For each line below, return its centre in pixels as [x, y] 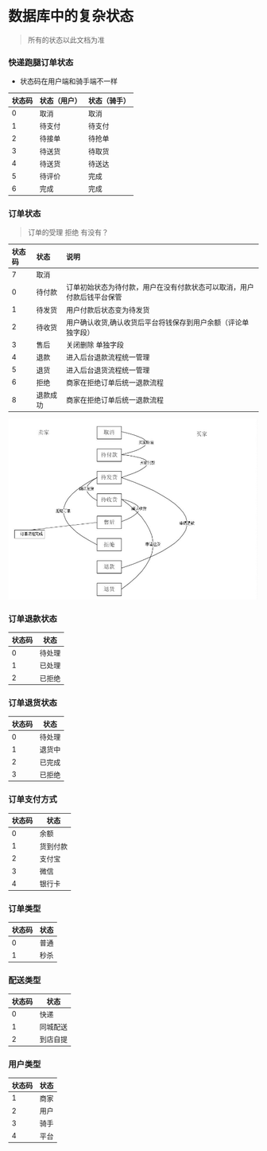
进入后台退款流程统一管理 [108, 357]
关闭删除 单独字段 [95, 345]
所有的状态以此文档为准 [66, 40]
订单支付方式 [33, 799]
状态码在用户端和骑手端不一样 [68, 81]
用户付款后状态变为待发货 [108, 309]
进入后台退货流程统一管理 [108, 370]
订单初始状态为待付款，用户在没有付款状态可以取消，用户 [160, 287]
